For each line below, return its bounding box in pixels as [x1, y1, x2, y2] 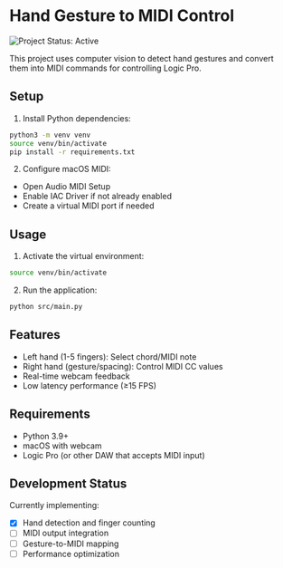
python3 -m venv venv [9, 130, 91, 140]
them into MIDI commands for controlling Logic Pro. [9, 63, 202, 73]
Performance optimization [22, 548, 120, 559]
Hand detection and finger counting [22, 517, 156, 528]
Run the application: [22, 284, 98, 295]
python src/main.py [9, 303, 83, 312]
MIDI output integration [22, 527, 109, 539]
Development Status [9, 476, 127, 491]
